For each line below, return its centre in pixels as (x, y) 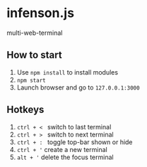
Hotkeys (25, 110)
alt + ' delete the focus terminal (65, 157)
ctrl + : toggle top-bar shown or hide (75, 142)
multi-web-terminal (35, 33)
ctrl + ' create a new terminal (62, 149)
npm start (31, 80)
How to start (34, 55)
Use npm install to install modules (67, 72)
